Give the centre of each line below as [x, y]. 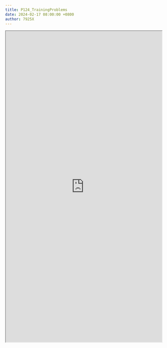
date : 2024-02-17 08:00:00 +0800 [40, 14]
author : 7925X [20, 19]
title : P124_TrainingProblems [36, 10]
